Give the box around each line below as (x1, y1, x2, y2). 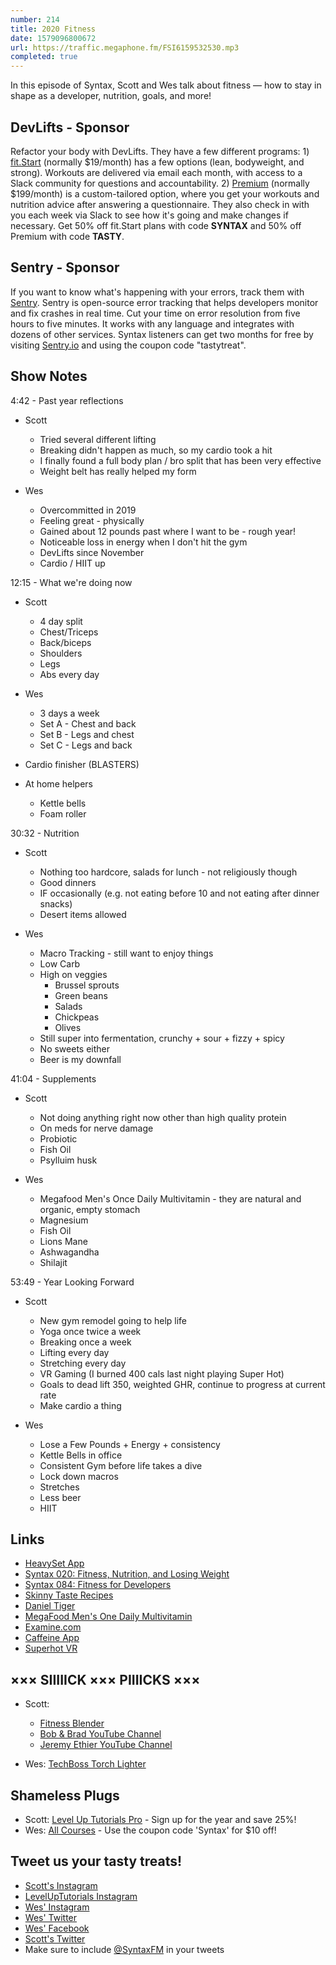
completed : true (10, 52, 78, 62)
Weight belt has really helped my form (39, 465, 197, 477)
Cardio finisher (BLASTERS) (24, 758, 140, 770)
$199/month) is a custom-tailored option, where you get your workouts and (10, 187, 320, 200)
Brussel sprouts (54, 979, 120, 991)
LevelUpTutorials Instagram (24, 1890, 138, 1902)
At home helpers (24, 777, 93, 790)
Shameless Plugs (10, 1787, 120, 1804)
